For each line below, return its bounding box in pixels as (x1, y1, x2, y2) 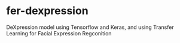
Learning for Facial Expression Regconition (6, 29, 112, 37)
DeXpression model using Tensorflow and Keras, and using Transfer (6, 24, 175, 31)
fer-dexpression (6, 4, 89, 18)
